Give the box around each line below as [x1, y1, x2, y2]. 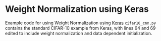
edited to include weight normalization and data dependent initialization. [5, 30, 153, 36]
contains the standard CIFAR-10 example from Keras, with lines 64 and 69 [5, 25, 156, 31]
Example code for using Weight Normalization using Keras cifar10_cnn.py [5, 20, 156, 26]
